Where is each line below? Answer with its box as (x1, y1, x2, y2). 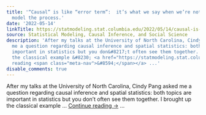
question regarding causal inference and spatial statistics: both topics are (6, 89, 192, 97)
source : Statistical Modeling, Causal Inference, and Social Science (6, 32, 188, 38)
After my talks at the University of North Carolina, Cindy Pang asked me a (6, 83, 192, 90)
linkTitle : (6, 26, 34, 32)
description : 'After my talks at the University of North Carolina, (6, 37, 185, 43)
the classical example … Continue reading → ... (6, 102, 125, 109)
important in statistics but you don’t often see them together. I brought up (6, 95, 192, 103)
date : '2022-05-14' (6, 20, 56, 26)
